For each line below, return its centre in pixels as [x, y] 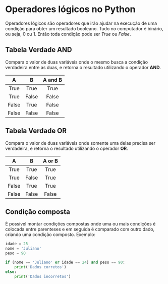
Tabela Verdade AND [39, 50]
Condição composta [38, 212]
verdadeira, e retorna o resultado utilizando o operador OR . [67, 148]
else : [11, 272]
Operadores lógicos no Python [70, 9]
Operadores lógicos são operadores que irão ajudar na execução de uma [81, 23]
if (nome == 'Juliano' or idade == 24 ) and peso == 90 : [65, 262]
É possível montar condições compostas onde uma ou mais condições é [80, 224]
